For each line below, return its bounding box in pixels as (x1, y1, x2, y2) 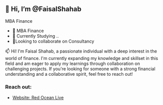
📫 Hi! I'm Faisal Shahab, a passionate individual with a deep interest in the (5, 48, 157, 54)
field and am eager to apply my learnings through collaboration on (5, 60, 140, 66)
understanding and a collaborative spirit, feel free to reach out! (5, 71, 133, 77)
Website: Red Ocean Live (12, 95, 64, 101)
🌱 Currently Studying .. (12, 33, 59, 39)
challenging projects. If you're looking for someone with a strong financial (5, 65, 156, 72)
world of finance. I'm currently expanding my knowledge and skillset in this (5, 55, 159, 61)
